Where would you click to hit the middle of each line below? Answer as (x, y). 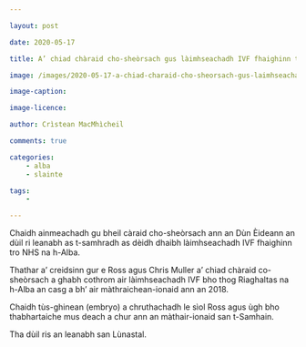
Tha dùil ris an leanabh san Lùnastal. (78, 334)
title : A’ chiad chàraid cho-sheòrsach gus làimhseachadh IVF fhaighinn (150, 59)
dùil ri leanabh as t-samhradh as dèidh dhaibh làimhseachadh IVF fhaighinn (151, 243)
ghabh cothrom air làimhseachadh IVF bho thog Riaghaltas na (173, 280)
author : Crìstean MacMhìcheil (67, 125)
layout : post (34, 26)
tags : (20, 191)
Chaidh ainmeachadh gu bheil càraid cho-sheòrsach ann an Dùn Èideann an (153, 233)
